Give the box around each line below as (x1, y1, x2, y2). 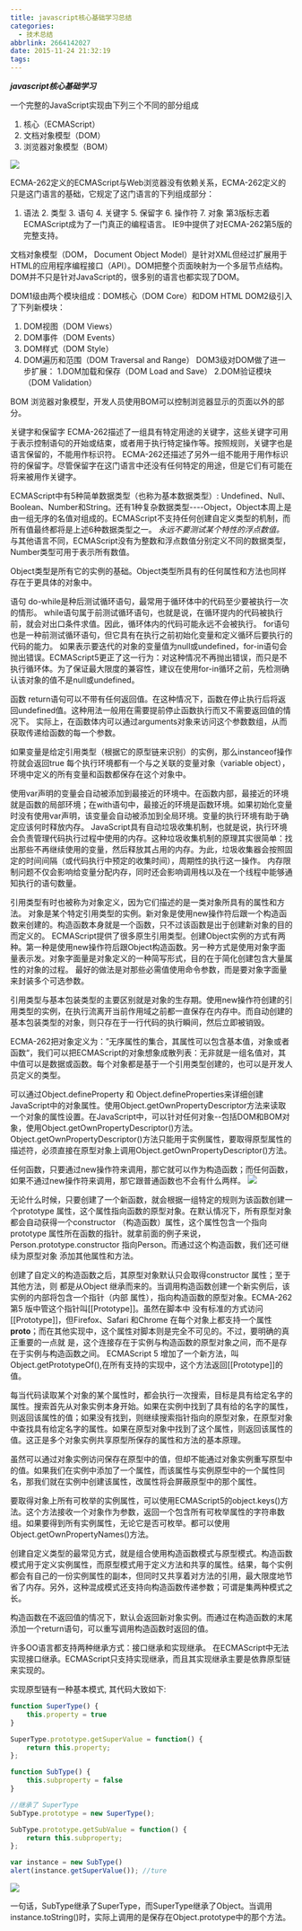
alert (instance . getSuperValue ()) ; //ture (10, 1866, 168, 1875)
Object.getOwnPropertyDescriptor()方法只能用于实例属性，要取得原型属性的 (10, 1133, 292, 1144)
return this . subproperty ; (26, 1833, 124, 1842)
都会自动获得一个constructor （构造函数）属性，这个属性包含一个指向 (10, 1217, 268, 1227)
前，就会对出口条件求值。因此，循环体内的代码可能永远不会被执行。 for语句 (10, 619, 290, 629)
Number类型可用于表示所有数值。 (10, 547, 135, 557)
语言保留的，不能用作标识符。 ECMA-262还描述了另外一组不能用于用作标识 (10, 449, 289, 459)
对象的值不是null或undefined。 (25, 675, 140, 685)
